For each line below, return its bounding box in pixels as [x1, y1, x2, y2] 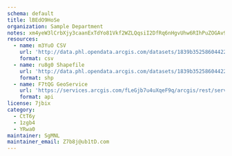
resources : [7, 36, 39, 43]
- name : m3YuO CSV [13, 42, 67, 49]
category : [7, 106, 36, 113]
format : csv [19, 55, 54, 62]
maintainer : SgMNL [7, 132, 60, 139]
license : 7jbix [7, 100, 51, 107]
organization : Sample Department [7, 23, 104, 30]
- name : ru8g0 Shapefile [13, 61, 85, 68]
